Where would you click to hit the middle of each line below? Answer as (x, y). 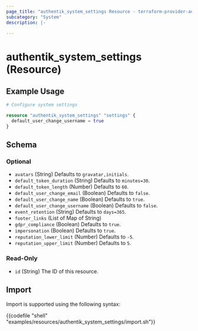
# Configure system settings (42, 105)
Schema (22, 145)
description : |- (26, 22)
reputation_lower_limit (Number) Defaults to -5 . (74, 237)
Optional (19, 161)
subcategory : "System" (34, 17)
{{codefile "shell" (27, 315)
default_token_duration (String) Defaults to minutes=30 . (82, 181)
